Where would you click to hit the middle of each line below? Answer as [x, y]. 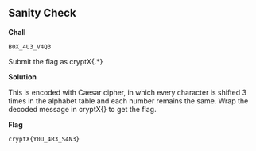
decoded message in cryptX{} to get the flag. [82, 109]
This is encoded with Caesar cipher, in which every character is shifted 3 [128, 92]
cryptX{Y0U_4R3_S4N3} [44, 139]
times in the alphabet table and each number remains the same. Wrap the [128, 101]
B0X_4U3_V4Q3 [30, 47]
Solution [23, 77]
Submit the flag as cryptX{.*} [56, 61]
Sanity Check [43, 13]
